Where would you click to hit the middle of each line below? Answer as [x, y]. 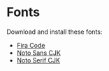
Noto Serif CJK [38, 60]
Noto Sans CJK [38, 53]
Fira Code [31, 45]
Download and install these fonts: [54, 32]
